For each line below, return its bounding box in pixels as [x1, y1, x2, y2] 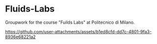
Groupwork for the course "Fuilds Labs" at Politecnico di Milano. [5, 19, 135, 25]
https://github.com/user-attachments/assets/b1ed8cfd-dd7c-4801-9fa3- [5, 29, 152, 34]
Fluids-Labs [5, 3, 55, 15]
